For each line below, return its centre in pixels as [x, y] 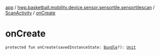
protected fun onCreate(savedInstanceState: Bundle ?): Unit [71, 47]
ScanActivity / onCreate [30, 13]
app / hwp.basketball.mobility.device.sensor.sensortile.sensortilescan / [80, 7]
